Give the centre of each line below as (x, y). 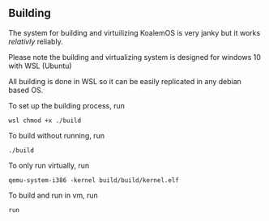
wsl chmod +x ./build (45, 121)
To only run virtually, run (49, 165)
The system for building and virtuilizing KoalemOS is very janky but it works (134, 32)
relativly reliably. (36, 41)
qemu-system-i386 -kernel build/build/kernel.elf (94, 180)
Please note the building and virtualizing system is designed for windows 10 (135, 57)
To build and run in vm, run (53, 195)
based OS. (26, 90)
